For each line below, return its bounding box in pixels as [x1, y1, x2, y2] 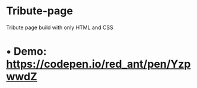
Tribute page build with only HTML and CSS [6, 24, 114, 31]
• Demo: [6, 45, 47, 58]
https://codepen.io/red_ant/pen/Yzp [6, 58, 191, 71]
